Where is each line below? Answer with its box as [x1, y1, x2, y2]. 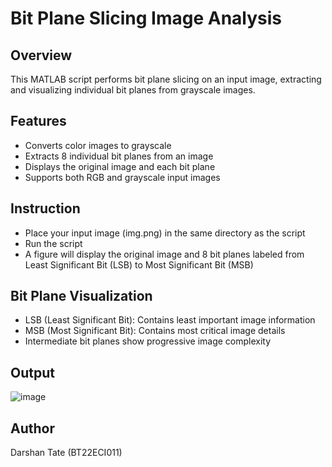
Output [10, 364, 55, 381]
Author [10, 420, 55, 437]
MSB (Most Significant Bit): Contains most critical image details [24, 325, 286, 337]
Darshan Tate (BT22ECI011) [10, 447, 123, 459]
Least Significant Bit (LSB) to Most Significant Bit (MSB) [24, 258, 254, 271]
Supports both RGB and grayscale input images [24, 171, 221, 183]
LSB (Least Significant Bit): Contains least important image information [24, 314, 316, 326]
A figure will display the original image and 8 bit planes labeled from [24, 248, 305, 260]
